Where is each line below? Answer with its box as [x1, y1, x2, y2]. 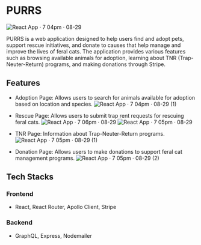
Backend [6, 219, 33, 227]
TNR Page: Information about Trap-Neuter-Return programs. [14, 130, 165, 137]
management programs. [14, 154, 75, 162]
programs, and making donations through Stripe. [45, 61, 165, 68]
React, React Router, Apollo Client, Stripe [14, 204, 117, 211]
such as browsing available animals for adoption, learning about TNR [6, 54, 177, 61]
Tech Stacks [6, 172, 54, 182]
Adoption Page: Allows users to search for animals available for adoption [14, 94, 196, 101]
